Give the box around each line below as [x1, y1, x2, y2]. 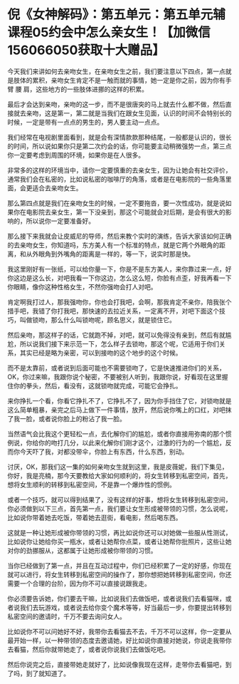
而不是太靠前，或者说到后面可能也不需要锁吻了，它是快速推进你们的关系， [7, 363, 225, 372]
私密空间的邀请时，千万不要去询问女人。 [7, 612, 126, 621]
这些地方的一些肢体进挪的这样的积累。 [35, 85, 148, 93]
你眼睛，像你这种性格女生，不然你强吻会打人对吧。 [7, 282, 157, 291]
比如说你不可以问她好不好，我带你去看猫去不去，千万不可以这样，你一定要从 [7, 627, 232, 636]
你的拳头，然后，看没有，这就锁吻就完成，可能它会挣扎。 [13, 381, 182, 390]
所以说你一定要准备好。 [26, 217, 95, 225]
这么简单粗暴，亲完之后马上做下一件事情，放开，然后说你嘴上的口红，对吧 [7, 405, 225, 414]
